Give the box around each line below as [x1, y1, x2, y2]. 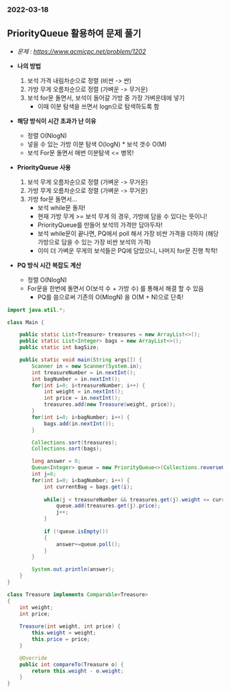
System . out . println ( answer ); [31, 566, 115, 573]
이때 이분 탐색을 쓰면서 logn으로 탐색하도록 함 [37, 102, 159, 111]
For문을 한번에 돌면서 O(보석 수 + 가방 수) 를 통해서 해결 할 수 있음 [27, 284, 204, 293]
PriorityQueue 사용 [16, 163, 71, 171]
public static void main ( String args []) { [19, 356, 142, 363]
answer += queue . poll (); [55, 541, 121, 547]
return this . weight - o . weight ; [31, 668, 125, 674]
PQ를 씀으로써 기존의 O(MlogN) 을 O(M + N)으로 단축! [37, 293, 183, 301]
